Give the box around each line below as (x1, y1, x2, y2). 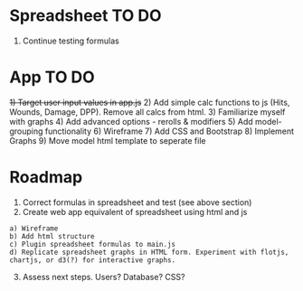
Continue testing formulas (22, 35, 119, 46)
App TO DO (9, 67, 95, 88)
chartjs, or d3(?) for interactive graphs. (9, 255, 176, 265)
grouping (9, 126, 43, 136)
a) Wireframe (9, 223, 59, 233)
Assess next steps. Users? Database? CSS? (22, 271, 185, 282)
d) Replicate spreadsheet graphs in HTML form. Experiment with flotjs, (9, 248, 289, 257)
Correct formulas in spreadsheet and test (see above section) (22, 196, 252, 208)
